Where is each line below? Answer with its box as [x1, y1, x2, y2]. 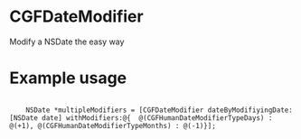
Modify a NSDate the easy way [9, 36, 125, 47]
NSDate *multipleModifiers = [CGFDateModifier [25, 106, 204, 115]
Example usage [9, 68, 127, 88]
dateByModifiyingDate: [207, 106, 294, 115]
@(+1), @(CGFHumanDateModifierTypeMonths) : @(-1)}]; [9, 121, 217, 130]
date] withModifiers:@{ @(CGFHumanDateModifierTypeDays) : [42, 113, 273, 123]
